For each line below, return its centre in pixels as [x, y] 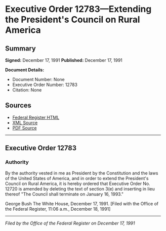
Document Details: [25, 70]
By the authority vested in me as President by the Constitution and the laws [82, 173]
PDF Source [24, 128]
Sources [18, 106]
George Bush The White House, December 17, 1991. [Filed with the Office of [82, 203]
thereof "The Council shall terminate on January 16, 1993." [64, 194]
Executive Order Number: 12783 [45, 85]
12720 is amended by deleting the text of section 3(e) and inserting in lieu [80, 188]
